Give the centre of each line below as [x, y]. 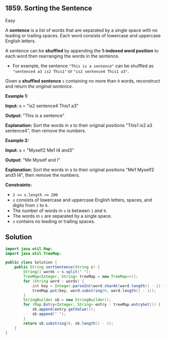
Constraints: [19, 185]
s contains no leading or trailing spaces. [54, 221]
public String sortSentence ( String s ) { [57, 267]
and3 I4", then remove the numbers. [43, 175]
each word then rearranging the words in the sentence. [62, 56]
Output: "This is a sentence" [35, 115]
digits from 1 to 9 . [30, 205]
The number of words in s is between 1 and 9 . [60, 211]
